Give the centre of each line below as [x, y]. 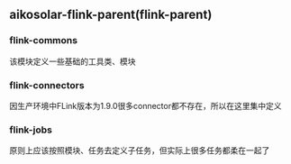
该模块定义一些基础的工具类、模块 [73, 61]
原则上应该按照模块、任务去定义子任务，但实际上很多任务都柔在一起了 [140, 150]
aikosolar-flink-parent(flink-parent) [111, 15]
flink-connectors [47, 85]
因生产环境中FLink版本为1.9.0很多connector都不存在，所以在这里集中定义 [145, 105]
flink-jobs [31, 130]
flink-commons [44, 41]
